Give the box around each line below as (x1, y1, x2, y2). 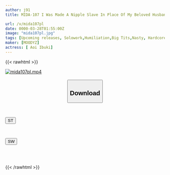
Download (70, 89, 100, 97)
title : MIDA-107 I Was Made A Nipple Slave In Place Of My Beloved (5, 12, 151, 17)
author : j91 (5, 7, 30, 13)
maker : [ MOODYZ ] (5, 40, 39, 46)
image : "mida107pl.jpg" (5, 31, 56, 36)
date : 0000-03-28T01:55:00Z (5, 26, 65, 31)
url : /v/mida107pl (5, 21, 44, 26)
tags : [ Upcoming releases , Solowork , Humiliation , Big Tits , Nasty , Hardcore (5, 36, 166, 41)
